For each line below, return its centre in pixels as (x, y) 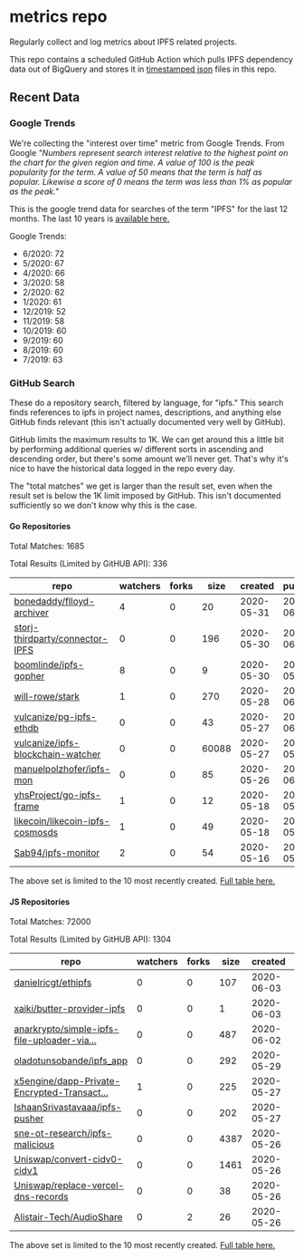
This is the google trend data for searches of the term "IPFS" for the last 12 (148, 208)
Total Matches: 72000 (50, 922)
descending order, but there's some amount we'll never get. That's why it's (149, 459)
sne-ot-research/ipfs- (63, 1133)
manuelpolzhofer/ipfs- (62, 770)
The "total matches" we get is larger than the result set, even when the (141, 486)
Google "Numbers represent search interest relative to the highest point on (149, 152)
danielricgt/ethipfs (53, 983)
